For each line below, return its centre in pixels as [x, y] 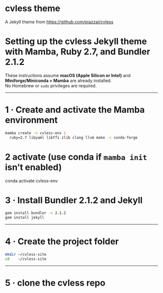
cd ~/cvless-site [26, 259]
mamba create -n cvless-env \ [36, 133]
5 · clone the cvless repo [55, 283]
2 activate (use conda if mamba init [76, 157]
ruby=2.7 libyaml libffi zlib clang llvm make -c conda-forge [73, 138]
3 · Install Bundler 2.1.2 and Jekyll [74, 200]
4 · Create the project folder [62, 241]
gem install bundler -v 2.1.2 [36, 213]
